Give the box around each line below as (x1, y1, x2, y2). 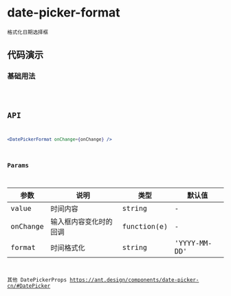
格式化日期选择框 (7, 29, 49, 36)
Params (7, 161, 30, 170)
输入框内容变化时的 (50, 218, 113, 227)
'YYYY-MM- (174, 239, 212, 248)
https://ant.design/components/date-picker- (69, 277, 199, 284)
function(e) (122, 222, 168, 231)
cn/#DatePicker (7, 283, 51, 290)
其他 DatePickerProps (7, 277, 67, 284)
